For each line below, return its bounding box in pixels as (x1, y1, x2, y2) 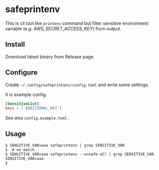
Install (5, 40, 25, 49)
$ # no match (5, 147, 35, 152)
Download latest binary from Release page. (5, 53, 95, 60)
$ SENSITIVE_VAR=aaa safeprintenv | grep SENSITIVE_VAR (5, 143, 125, 148)
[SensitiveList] (5, 101, 39, 106)
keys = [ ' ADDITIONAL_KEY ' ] (5, 106, 62, 111)
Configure (5, 68, 38, 77)
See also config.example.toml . (5, 115, 70, 121)
